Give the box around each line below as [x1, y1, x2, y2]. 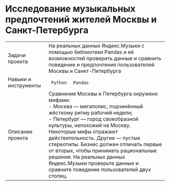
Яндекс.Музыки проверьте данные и [48, 160, 139, 167]
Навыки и [8, 75, 31, 82]
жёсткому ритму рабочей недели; [48, 109, 133, 116]
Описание [8, 128, 33, 135]
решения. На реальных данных [48, 153, 125, 160]
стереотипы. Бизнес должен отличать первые [48, 141, 162, 148]
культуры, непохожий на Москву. [48, 122, 131, 129]
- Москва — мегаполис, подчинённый [48, 103, 143, 110]
